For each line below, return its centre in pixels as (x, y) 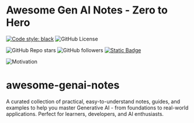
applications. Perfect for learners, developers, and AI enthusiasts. (85, 114)
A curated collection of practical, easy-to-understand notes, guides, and (93, 101)
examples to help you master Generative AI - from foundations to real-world (97, 107)
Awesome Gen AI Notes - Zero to (87, 10)
